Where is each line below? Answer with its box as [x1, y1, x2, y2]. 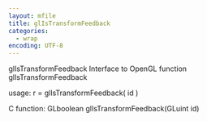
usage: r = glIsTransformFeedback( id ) [8, 88, 139, 98]
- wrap [15, 34, 38, 43]
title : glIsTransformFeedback [8, 19, 111, 27]
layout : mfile [8, 11, 57, 20]
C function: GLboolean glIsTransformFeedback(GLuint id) [8, 104, 200, 114]
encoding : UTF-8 [8, 42, 63, 50]
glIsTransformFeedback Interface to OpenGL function [8, 64, 188, 73]
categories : [8, 27, 49, 35]
